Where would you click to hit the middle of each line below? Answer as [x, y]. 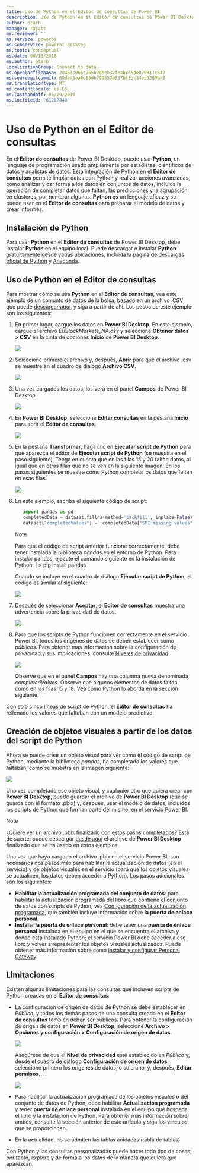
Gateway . [26, 956]
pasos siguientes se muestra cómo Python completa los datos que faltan [103, 472]
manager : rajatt [26, 28]
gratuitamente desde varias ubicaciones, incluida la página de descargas [95, 255]
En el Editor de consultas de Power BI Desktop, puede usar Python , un [93, 159]
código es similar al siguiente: [51, 583]
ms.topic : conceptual [33, 51]
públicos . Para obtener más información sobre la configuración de [95, 647]
